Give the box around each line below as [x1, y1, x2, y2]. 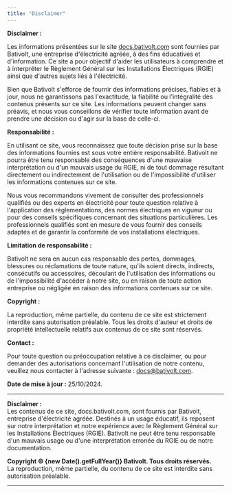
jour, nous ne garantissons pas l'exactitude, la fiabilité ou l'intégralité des [7, 92, 213, 101]
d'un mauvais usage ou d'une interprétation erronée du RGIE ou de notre [7, 436, 213, 445]
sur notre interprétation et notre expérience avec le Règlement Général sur [7, 421, 219, 430]
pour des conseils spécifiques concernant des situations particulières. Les [7, 213, 218, 221]
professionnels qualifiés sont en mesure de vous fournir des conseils [7, 220, 203, 228]
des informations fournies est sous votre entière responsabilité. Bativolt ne [7, 148, 218, 157]
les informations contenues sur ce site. [7, 177, 117, 186]
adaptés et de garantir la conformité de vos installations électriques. [7, 228, 200, 236]
